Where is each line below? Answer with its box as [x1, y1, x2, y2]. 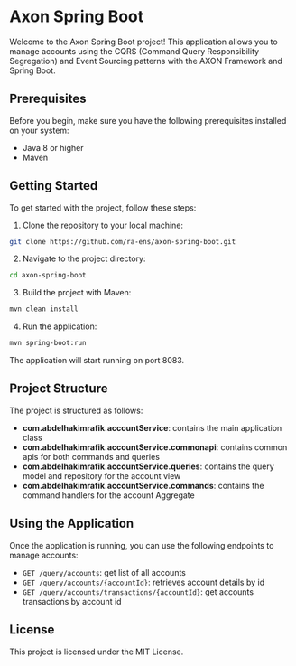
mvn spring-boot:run [9, 339, 88, 348]
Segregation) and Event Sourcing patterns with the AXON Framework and [9, 55, 282, 66]
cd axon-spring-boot [9, 271, 88, 280]
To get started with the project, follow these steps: [9, 202, 197, 213]
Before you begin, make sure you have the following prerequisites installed [9, 115, 287, 126]
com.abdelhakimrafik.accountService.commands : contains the [22, 480, 264, 491]
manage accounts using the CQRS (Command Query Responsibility [9, 45, 260, 56]
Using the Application [9, 516, 134, 531]
